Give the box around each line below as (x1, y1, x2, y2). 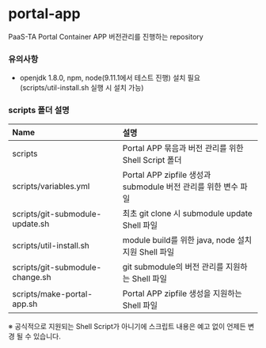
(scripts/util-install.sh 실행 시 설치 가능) (19, 83, 144, 93)
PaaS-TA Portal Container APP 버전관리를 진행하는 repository (8, 32, 203, 41)
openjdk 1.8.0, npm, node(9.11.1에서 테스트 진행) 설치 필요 (19, 73, 200, 83)
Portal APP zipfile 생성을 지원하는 (122, 288, 243, 299)
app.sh (12, 298, 38, 309)
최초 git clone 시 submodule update (122, 207, 253, 218)
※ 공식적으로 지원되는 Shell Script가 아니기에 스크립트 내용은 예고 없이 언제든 (8, 321, 247, 331)
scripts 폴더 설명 (8, 104, 70, 115)
